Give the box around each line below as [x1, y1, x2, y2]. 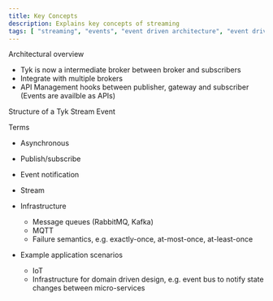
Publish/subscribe [19, 154, 81, 164]
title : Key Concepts [8, 11, 79, 20]
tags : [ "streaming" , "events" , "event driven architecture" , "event [8, 27, 249, 35]
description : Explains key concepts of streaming [8, 20, 180, 28]
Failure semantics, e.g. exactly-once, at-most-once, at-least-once [32, 234, 253, 244]
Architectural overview [8, 50, 84, 59]
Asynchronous [19, 138, 70, 148]
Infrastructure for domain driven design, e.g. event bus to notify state [32, 274, 264, 285]
